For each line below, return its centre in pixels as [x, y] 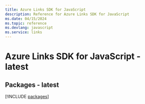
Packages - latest [32, 85]
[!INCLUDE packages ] [27, 96]
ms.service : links [24, 32]
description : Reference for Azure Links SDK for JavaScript [67, 14]
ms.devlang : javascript [29, 28]
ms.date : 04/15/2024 [26, 19]
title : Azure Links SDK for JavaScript [45, 10]
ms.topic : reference [26, 23]
